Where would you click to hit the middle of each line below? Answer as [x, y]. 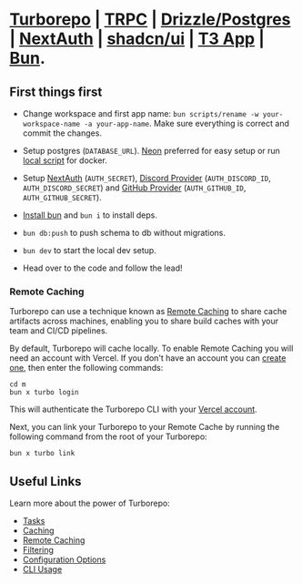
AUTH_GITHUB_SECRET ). [62, 197]
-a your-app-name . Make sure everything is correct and [186, 123]
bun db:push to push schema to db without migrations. [124, 233]
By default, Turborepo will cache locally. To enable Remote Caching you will [151, 348]
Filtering [38, 550]
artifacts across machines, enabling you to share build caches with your [144, 321]
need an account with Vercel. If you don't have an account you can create [148, 358]
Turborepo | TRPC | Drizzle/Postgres [150, 20]
